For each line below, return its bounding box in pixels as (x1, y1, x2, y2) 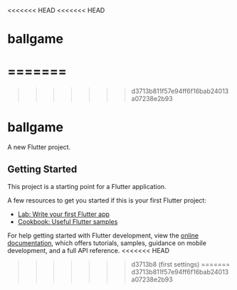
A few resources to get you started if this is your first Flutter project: (7, 195, 206, 205)
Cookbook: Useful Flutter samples (17, 217, 118, 226)
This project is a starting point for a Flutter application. (7, 182, 167, 190)
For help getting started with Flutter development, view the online (7, 231, 199, 240)
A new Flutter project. (7, 143, 71, 151)
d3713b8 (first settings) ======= (131, 259, 231, 269)
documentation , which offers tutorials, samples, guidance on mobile (7, 238, 206, 247)
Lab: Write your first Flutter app (17, 210, 110, 218)
